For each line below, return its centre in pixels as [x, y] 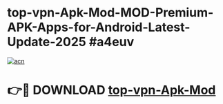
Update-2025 [47, 42]
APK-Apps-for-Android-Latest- [99, 27]
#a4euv [111, 42]
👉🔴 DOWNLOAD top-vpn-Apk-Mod [111, 90]
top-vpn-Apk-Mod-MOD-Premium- [110, 13]
